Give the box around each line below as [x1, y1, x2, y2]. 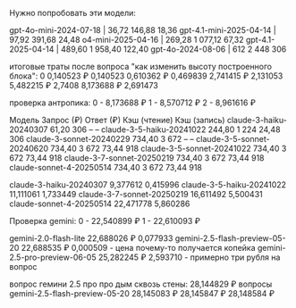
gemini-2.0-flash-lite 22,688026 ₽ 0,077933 [9, 233, 173, 244]
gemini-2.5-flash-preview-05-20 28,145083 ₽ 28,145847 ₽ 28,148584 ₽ [9, 288, 275, 298]
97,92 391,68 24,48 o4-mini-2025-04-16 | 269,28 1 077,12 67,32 [9, 35, 244, 45]
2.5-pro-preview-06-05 [9, 252, 97, 262]
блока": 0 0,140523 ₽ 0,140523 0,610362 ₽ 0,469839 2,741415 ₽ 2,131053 [9, 71, 283, 81]
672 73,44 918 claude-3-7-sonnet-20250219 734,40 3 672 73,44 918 [9, 153, 266, 163]
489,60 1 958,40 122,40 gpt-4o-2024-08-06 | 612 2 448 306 [61, 44, 287, 54]
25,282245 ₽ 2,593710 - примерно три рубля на [97, 252, 281, 262]
